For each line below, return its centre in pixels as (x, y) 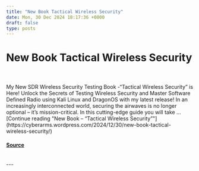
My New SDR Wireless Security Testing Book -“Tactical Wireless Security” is (100, 87)
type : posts (21, 28)
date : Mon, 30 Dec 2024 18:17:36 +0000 (56, 17)
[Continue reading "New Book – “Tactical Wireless (67, 119)
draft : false (22, 23)
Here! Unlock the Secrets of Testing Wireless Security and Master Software (98, 94)
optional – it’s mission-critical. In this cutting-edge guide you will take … (94, 112)
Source (15, 145)
